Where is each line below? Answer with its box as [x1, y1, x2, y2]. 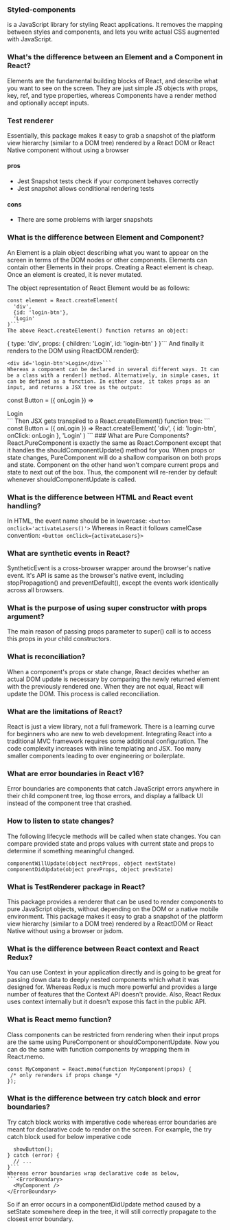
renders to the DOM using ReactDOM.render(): [7, 346, 139, 355]
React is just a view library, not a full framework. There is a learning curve [7, 722, 215, 731]
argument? [7, 612, 45, 621]
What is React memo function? [7, 1014, 112, 1024]
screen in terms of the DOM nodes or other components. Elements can [7, 256, 207, 264]
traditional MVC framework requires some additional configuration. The [7, 737, 209, 745]
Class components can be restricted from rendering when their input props [7, 1030, 220, 1039]
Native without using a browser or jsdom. [7, 926, 124, 935]
